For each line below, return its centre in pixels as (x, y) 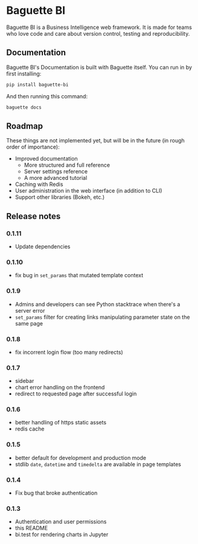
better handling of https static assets (61, 423)
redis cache (30, 429)
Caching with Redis (39, 184)
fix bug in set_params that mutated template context (79, 275)
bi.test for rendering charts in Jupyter (62, 534)
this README (31, 528)
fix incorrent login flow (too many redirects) (69, 352)
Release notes (34, 216)
